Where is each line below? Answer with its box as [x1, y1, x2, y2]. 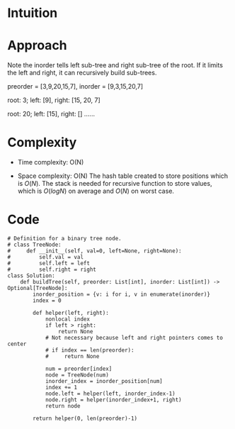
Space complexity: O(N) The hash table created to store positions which [17, 172, 229, 180]
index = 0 [33, 297, 62, 304]
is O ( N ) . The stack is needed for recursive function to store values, [17, 179, 212, 188]
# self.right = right [7, 266, 97, 273]
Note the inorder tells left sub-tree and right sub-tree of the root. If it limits [7, 61, 223, 69]
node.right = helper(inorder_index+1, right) [45, 396, 182, 403]
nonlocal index [45, 316, 91, 323]
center [7, 340, 27, 347]
